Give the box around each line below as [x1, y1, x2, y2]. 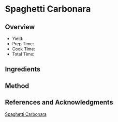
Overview [5, 23, 35, 31]
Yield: [12, 35, 24, 41]
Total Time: [12, 51, 35, 57]
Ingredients [5, 65, 41, 73]
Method [5, 82, 29, 90]
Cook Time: [12, 46, 35, 52]
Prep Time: [12, 41, 34, 47]
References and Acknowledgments [5, 98, 114, 106]
